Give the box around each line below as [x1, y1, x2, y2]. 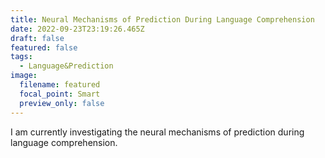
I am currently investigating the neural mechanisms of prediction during [10, 126, 305, 138]
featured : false [10, 42, 78, 53]
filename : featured [19, 80, 101, 90]
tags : [10, 52, 33, 62]
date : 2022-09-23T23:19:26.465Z [10, 24, 145, 34]
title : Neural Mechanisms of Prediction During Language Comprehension [10, 14, 315, 25]
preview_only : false [19, 98, 105, 108]
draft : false [10, 33, 65, 43]
